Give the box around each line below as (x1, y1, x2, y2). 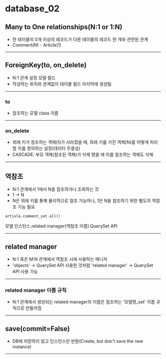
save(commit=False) (5, 324, 70, 333)
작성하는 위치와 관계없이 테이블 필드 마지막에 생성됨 (12, 81, 112, 87)
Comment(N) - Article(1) (12, 42, 62, 48)
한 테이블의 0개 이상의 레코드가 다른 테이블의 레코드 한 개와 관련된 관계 (12, 37, 148, 42)
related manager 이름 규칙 (5, 287, 67, 294)
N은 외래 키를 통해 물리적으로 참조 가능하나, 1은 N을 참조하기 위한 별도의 (12, 198, 151, 204)
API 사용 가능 (12, 268, 38, 275)
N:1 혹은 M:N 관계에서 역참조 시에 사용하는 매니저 (12, 256, 108, 262)
